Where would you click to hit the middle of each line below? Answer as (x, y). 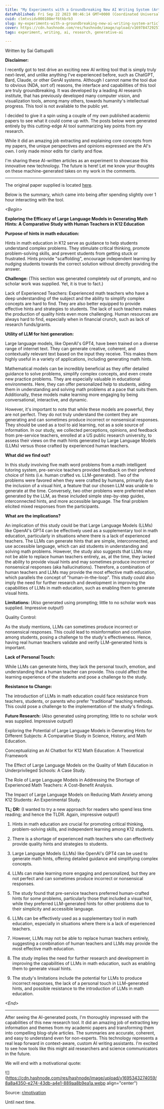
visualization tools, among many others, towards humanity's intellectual (77, 101)
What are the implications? (33, 516)
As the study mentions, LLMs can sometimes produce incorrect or (72, 627)
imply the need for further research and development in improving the (75, 583)
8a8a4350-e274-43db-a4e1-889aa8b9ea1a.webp (55, 1083)
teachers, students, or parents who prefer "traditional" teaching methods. (79, 701)
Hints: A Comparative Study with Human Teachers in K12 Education (75, 224)
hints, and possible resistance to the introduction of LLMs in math (78, 988)
